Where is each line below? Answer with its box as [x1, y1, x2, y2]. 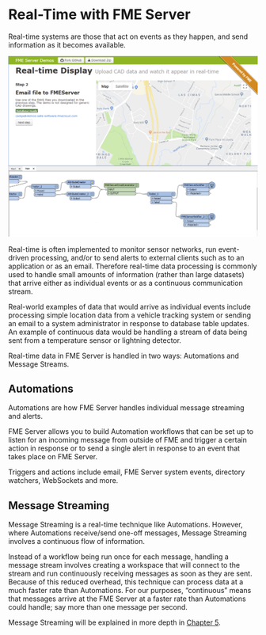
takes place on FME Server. [8, 452, 97, 462]
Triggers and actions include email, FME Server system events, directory [8, 467, 245, 477]
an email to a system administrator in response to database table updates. [8, 318, 249, 328]
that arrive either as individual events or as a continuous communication [8, 278, 243, 287]
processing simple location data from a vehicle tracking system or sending [8, 310, 252, 320]
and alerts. [8, 412, 44, 421]
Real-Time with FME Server [8, 6, 192, 24]
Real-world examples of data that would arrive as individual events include [8, 302, 251, 311]
